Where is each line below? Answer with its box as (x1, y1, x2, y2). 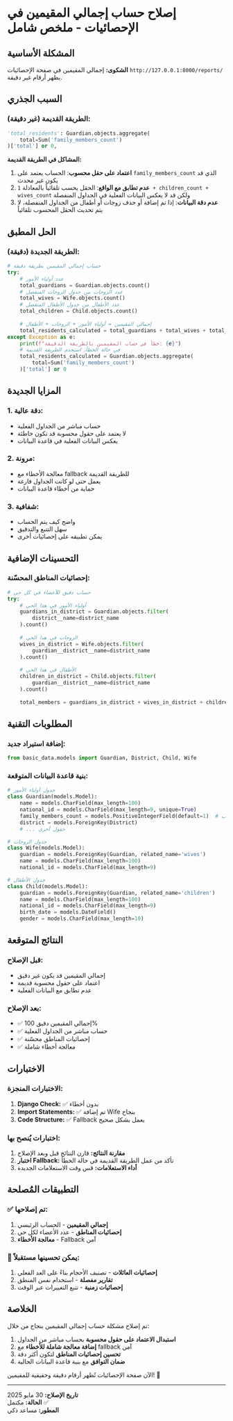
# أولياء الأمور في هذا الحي (19, 602, 87, 609)
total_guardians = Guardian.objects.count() (19, 281, 150, 289)
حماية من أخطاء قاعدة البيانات (17, 484, 95, 493)
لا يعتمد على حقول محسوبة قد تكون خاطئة (17, 429, 127, 437)
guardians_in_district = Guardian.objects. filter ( (19, 608, 169, 616)
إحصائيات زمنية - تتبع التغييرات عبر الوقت (17, 1283, 123, 1292)
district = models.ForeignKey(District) (19, 819, 138, 826)
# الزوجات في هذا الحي (19, 634, 78, 641)
